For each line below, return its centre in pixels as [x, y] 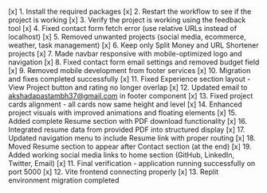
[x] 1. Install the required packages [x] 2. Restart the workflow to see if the [130, 12]
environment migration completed [64, 180]
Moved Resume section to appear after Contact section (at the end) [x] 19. [130, 147]
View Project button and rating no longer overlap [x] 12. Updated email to [128, 87]
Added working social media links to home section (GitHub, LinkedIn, [122, 155]
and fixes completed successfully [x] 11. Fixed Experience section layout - [130, 79]
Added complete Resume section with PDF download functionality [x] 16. [128, 121]
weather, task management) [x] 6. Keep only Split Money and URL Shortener [133, 45]
